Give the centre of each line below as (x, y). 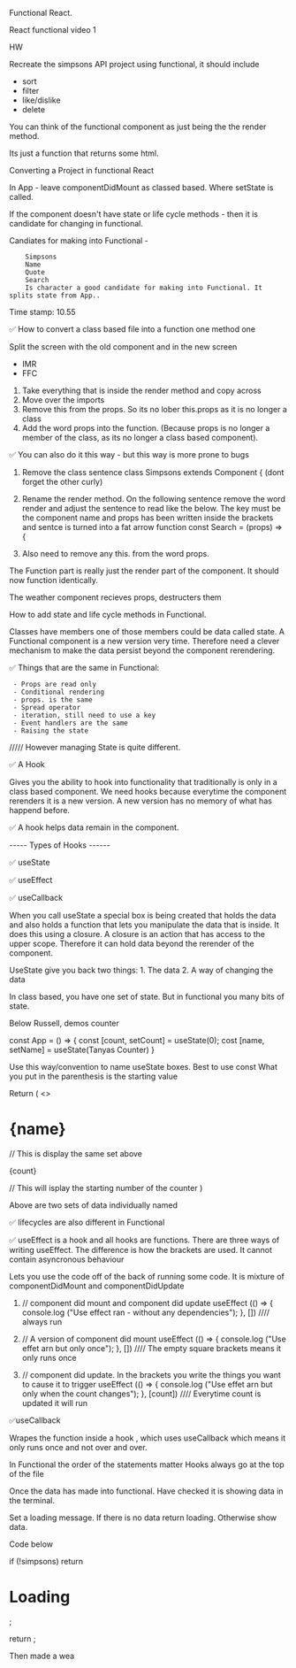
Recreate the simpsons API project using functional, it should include (134, 64)
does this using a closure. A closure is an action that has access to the (137, 934)
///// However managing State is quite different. (95, 747)
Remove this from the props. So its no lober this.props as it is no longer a (154, 409)
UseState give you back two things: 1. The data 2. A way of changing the (141, 970)
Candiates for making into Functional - (79, 241)
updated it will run (55, 1403)
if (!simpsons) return (46, 1561)
